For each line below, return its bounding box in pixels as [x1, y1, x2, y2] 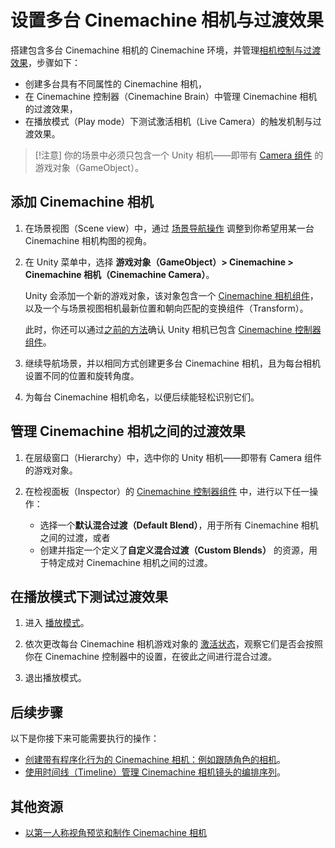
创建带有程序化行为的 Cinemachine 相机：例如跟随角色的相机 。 [24, 754, 286, 766]
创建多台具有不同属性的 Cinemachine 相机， [24, 77, 207, 90]
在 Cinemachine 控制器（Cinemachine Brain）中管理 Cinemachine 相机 [24, 90, 318, 102]
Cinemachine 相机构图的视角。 [24, 234, 153, 246]
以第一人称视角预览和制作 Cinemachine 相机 [24, 827, 207, 838]
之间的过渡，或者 [39, 531, 111, 543]
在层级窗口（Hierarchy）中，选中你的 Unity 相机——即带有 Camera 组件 [24, 451, 323, 463]
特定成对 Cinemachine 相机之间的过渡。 [48, 556, 213, 568]
